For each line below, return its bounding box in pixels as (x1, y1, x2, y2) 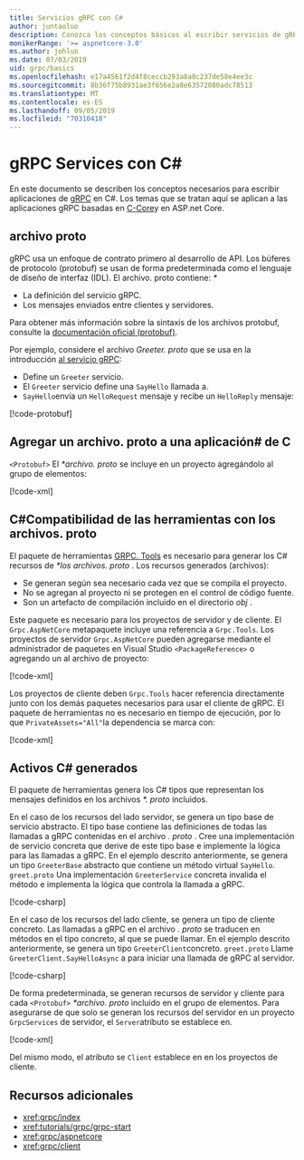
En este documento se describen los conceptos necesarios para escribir (9, 183, 280, 195)
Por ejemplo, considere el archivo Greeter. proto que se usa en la (9, 343, 252, 354)
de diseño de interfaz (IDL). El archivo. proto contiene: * (9, 272, 217, 283)
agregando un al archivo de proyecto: (9, 652, 149, 663)
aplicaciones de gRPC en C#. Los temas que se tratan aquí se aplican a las (9, 193, 288, 204)
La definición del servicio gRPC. (22, 289, 142, 300)
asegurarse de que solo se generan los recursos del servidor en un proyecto (9, 1007, 295, 1018)
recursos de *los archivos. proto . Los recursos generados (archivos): (9, 559, 270, 571)
